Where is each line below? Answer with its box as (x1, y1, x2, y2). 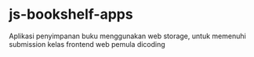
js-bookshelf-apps (9, 5, 133, 23)
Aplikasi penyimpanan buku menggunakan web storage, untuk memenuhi (9, 31, 246, 41)
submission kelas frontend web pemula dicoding (9, 39, 165, 48)
